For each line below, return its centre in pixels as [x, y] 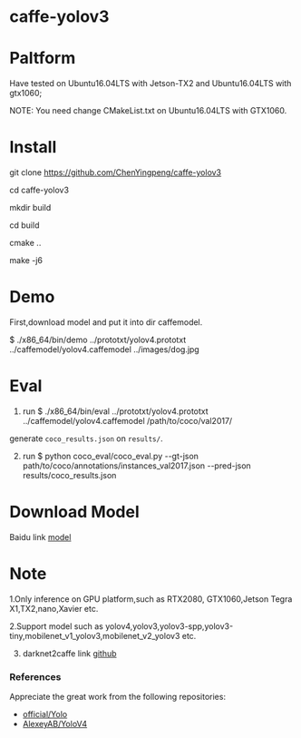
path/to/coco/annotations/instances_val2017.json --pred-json [136, 466]
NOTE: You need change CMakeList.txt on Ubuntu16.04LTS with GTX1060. [148, 111]
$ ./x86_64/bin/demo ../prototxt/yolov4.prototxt [98, 339]
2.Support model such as [57, 626]
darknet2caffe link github [69, 653]
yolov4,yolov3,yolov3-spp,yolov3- [170, 626]
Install [33, 148]
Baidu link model [40, 536]
